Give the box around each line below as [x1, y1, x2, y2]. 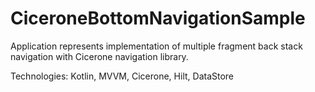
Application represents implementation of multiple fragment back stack [10, 40, 303, 52]
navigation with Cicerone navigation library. [10, 50, 189, 62]
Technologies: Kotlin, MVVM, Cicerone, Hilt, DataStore [10, 70, 235, 82]
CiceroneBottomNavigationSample [10, 7, 306, 30]
